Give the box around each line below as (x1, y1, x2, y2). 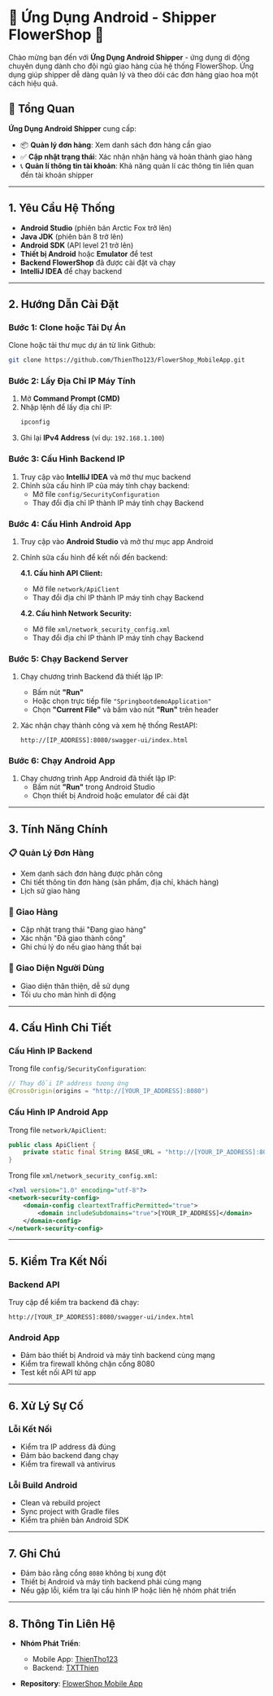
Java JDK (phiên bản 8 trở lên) (19, 231, 123, 241)
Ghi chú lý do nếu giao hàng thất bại (19, 942, 142, 952)
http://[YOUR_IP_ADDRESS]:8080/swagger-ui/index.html (8, 1313, 195, 1321)
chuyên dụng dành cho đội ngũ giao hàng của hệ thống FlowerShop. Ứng (8, 61, 254, 71)
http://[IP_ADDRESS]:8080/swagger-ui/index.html (19, 736, 188, 745)
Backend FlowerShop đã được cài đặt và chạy (19, 257, 176, 267)
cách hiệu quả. (8, 78, 58, 88)
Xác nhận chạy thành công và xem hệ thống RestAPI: (19, 721, 198, 731)
